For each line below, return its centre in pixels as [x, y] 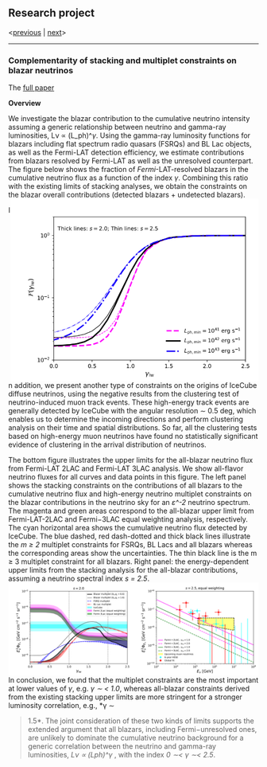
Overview [25, 104]
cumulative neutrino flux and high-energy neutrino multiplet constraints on [130, 494]
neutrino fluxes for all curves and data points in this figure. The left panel [127, 476]
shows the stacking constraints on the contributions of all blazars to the [125, 485]
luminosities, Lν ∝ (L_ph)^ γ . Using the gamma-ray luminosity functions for [130, 135]
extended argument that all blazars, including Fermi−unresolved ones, [142, 729]
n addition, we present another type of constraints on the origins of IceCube [133, 385]
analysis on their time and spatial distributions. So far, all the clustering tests [133, 427]
